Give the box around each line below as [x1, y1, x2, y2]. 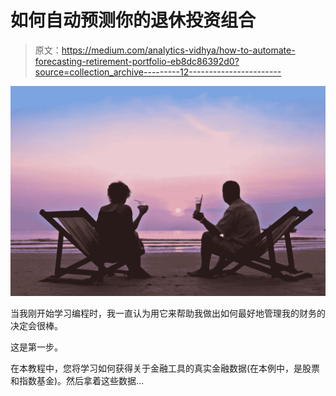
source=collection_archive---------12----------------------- [34, 66, 282, 78]
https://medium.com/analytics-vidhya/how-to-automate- [61, 44, 296, 56]
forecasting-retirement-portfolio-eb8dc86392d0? [34, 55, 240, 67]
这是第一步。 [10, 341, 63, 353]
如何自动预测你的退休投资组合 [10, 9, 257, 32]
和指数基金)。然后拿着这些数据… [10, 374, 145, 386]
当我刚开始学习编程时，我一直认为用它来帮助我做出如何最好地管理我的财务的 [10, 307, 326, 319]
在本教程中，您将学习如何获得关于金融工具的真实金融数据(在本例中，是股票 [10, 362, 321, 374]
